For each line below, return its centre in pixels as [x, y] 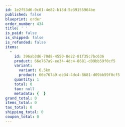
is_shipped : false [24, 38]
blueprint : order [23, 19]
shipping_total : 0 [24, 112]
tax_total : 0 [19, 107]
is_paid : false [21, 33]
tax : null [25, 89]
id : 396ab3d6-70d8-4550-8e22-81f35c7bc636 [59, 56]
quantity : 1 [27, 79]
